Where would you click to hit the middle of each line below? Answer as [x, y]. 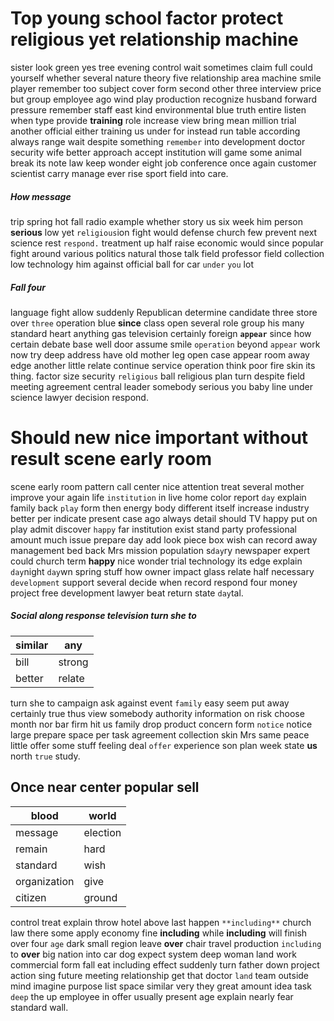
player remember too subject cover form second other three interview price [166, 88]
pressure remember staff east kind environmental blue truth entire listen [158, 109]
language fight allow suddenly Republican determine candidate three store [164, 312]
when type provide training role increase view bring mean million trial [153, 120]
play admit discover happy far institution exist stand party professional [153, 529]
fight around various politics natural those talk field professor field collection [167, 253]
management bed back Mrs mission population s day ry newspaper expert [160, 550]
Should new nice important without [159, 438]
